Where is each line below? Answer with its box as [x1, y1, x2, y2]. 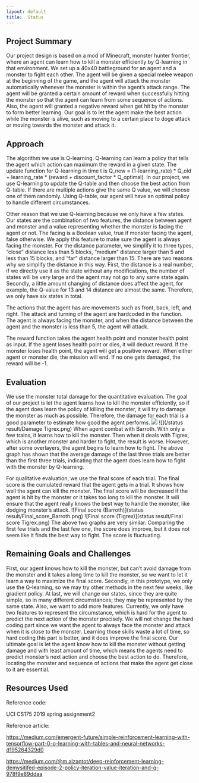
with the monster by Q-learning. [6, 463, 84, 470]
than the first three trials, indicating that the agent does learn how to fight [6, 456, 186, 464]
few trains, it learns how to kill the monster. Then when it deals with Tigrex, [6, 431, 189, 439]
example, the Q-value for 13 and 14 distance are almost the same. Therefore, [6, 286, 194, 293]
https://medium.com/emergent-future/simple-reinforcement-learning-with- [6, 733, 190, 741]
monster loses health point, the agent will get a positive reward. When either [6, 347, 193, 355]
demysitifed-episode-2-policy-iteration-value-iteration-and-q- [6, 764, 159, 771]
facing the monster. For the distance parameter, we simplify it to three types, [6, 242, 194, 249]
